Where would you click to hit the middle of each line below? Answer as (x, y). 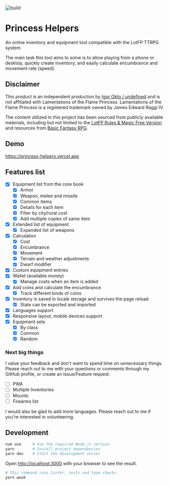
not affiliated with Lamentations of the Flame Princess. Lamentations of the (83, 102)
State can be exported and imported (58, 304)
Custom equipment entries (40, 270)
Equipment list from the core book (48, 184)
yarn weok (16, 477)
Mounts (20, 395)
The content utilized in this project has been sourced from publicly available (84, 117)
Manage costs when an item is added (59, 282)
